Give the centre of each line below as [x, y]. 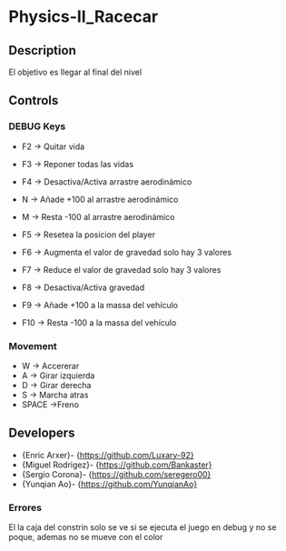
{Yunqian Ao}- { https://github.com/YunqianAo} [109, 484]
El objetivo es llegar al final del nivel [75, 72]
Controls [34, 100]
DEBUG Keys [37, 126]
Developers [42, 433]
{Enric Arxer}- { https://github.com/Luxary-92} [108, 455]
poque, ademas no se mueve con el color [86, 537]
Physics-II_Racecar [84, 17]
